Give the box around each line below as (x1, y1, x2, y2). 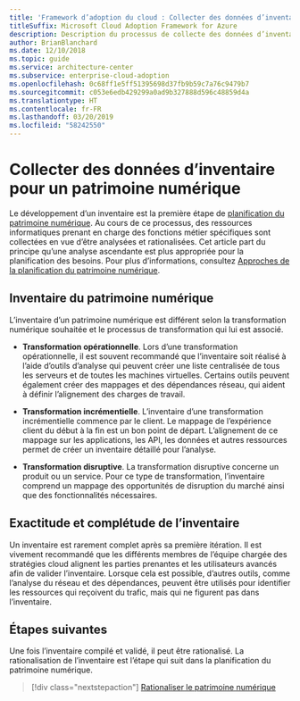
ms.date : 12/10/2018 (9, 46, 87, 55)
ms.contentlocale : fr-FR (9, 104, 102, 113)
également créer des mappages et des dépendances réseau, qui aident (21, 379, 286, 389)
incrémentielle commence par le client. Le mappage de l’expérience (21, 415, 272, 426)
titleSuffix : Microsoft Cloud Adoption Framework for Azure (9, 21, 238, 30)
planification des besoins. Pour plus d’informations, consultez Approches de (9, 255, 290, 266)
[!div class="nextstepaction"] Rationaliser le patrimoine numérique (30, 682, 277, 693)
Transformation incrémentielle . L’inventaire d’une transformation (21, 405, 263, 416)
